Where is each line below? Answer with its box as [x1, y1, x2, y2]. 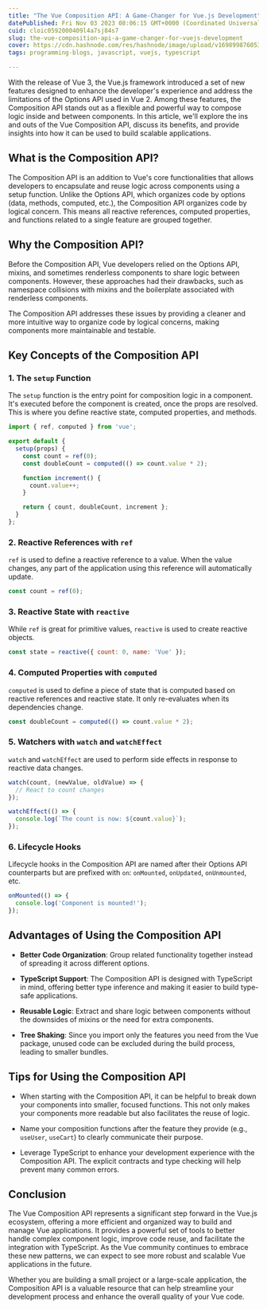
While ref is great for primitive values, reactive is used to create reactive [8, 624, 248, 634]
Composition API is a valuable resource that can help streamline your [8, 1283, 234, 1293]
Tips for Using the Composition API [8, 1070, 187, 1084]
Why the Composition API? [8, 238, 145, 252]
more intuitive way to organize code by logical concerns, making [8, 316, 220, 327]
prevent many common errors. [19, 1165, 120, 1174]
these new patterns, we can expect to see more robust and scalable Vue [8, 1251, 246, 1260]
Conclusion [8, 1187, 67, 1201]
